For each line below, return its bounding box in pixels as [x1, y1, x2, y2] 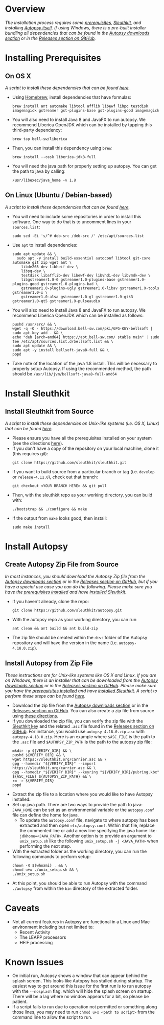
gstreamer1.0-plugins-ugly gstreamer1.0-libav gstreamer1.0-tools [21, 285, 160, 291]
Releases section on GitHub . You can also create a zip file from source [12, 707, 155, 713]
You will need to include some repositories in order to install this [12, 213, 141, 219]
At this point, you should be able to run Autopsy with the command [12, 880, 147, 886]
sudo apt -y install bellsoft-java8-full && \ [12, 348, 109, 352]
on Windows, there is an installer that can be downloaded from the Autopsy [5, 677, 158, 683]
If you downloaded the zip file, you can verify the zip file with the [12, 718, 143, 724]
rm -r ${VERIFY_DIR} [12, 778, 54, 783]
